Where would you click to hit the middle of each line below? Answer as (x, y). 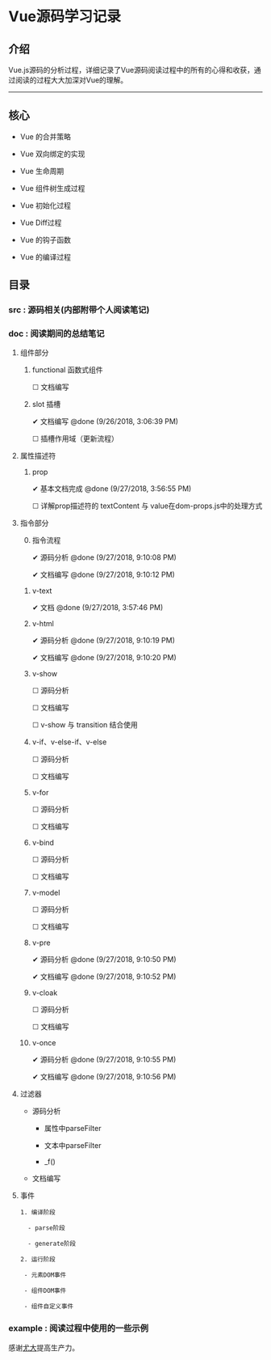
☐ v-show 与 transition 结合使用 (85, 725)
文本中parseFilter (73, 1146)
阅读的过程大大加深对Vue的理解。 (71, 80)
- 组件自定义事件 (49, 1307)
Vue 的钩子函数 (45, 239)
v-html (43, 624)
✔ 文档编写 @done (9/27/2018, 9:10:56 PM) (104, 1077)
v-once (44, 1043)
